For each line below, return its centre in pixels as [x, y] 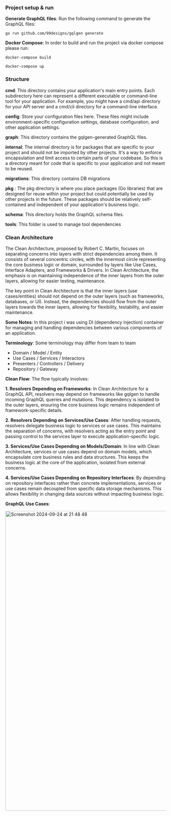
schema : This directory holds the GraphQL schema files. [65, 214]
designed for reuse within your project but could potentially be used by [80, 194]
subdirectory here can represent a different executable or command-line [81, 96]
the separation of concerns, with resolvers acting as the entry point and [80, 431]
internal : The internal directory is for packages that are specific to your [80, 147]
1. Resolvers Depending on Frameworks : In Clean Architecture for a [77, 389]
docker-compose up [25, 67]
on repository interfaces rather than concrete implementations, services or [83, 483]
